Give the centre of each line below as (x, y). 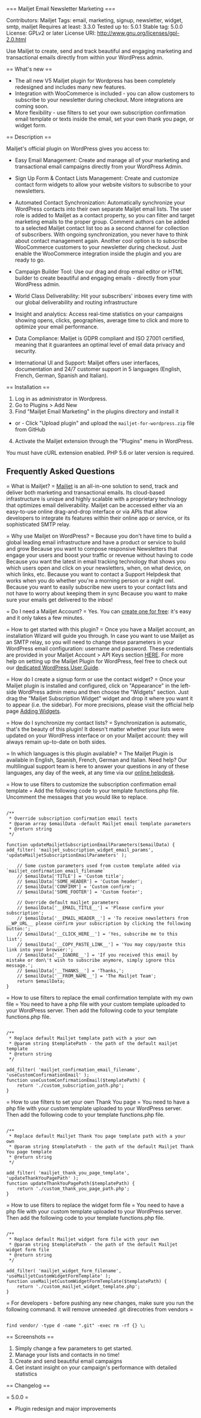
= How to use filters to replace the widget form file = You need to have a (95, 1205)
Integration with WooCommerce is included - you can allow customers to (105, 93)
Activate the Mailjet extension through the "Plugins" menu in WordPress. (104, 441)
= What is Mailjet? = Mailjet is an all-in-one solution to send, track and (92, 486)
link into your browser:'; (40, 950)
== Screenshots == (30, 1336)
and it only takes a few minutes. (45, 617)
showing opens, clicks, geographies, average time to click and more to (102, 320)
